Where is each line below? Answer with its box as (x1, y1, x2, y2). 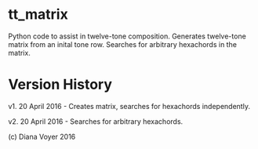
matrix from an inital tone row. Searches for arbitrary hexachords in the (8, 39, 238, 49)
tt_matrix (8, 5, 68, 24)
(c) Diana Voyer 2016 (8, 132, 76, 141)
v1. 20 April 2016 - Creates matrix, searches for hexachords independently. (8, 101, 251, 111)
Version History (8, 76, 112, 93)
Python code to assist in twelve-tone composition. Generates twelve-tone (8, 31, 247, 41)
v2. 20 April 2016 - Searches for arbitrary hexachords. (8, 116, 184, 126)
